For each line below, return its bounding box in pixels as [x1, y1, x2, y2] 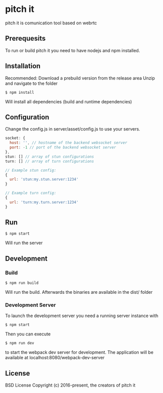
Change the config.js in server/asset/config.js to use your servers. [5, 126, 140, 132]
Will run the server [5, 240, 43, 246]
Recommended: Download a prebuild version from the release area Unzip [5, 75, 155, 81]
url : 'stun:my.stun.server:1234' [9, 177, 79, 182]
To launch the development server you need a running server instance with [5, 313, 159, 319]
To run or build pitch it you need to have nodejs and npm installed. [5, 47, 140, 53]
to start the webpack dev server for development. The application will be [5, 349, 154, 355]
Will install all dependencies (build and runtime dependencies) [5, 98, 132, 105]
